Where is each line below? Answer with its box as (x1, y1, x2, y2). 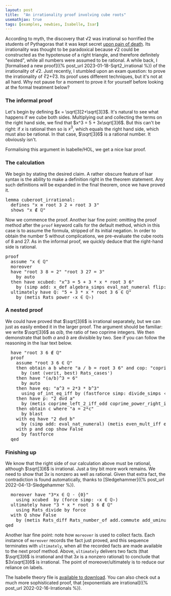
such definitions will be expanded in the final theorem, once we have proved (5, 181, 165, 187)
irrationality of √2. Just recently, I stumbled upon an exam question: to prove (5, 68, 166, 74)
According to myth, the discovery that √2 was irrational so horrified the (5, 36, 154, 42)
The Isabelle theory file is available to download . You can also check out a (5, 574, 160, 581)
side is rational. (5, 243, 37, 250)
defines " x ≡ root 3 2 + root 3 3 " (10, 202, 100, 208)
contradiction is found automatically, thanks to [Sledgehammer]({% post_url (5, 477, 164, 483)
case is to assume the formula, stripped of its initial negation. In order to (5, 227, 156, 233)
